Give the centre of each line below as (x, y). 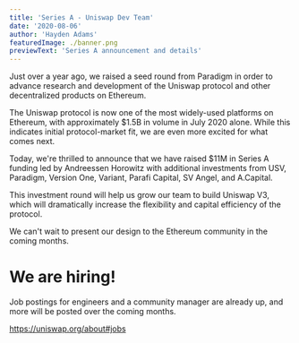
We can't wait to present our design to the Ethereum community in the (139, 232)
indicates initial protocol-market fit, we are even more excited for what (139, 132)
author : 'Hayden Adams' (54, 34)
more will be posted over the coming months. (93, 312)
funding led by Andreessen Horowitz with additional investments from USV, (148, 168)
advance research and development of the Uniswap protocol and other (140, 86)
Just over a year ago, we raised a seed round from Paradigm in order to (141, 76)
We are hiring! (63, 277)
